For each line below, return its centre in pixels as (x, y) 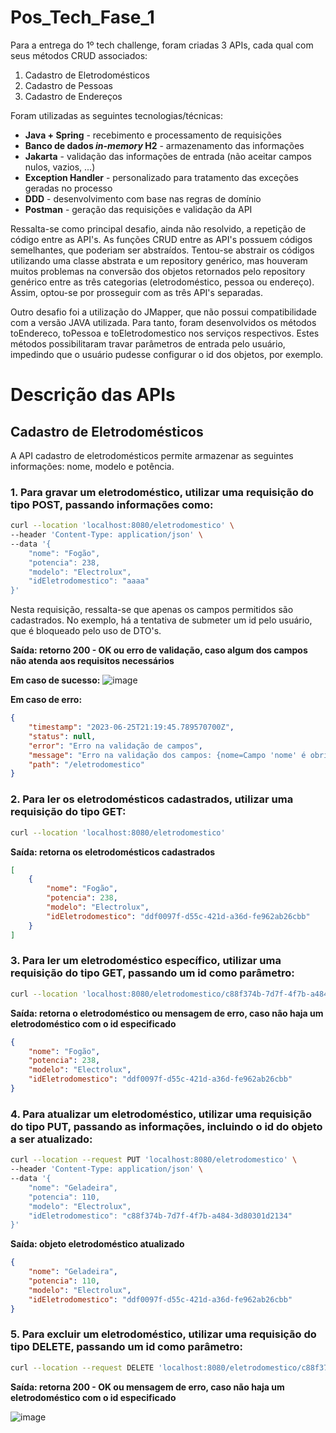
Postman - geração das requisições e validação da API (138, 209)
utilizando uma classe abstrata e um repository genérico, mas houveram (159, 260)
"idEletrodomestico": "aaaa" (89, 581)
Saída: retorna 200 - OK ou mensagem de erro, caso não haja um (147, 1387)
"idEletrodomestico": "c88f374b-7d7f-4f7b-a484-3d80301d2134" (160, 1216)
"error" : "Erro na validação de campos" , (115, 746)
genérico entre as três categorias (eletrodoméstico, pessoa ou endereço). (162, 282)
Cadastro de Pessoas (68, 85)
